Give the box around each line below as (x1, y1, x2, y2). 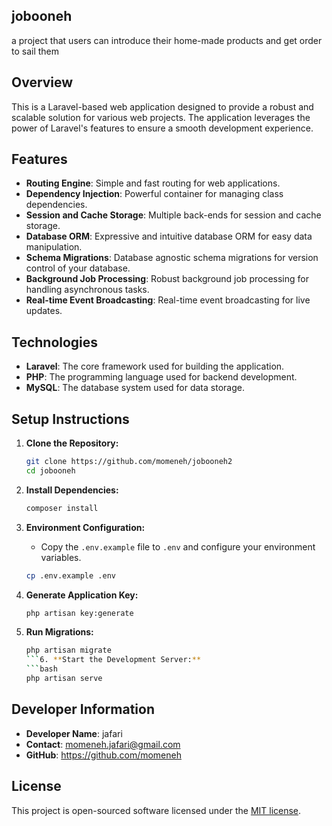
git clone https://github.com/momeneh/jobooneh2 (25, 457, 233, 467)
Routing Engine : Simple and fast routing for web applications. (25, 177, 281, 189)
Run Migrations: (25, 626, 94, 638)
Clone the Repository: (25, 437, 119, 449)
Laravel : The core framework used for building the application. (25, 360, 285, 373)
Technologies (11, 334, 99, 351)
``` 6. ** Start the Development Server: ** (25, 655, 202, 665)
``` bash (25, 664, 58, 674)
